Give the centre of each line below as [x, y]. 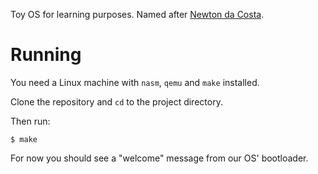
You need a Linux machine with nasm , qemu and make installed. [135, 82]
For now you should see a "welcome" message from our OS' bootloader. [159, 158]
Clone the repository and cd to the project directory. [116, 101]
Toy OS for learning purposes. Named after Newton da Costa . [137, 14]
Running [46, 55]
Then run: [30, 121]
